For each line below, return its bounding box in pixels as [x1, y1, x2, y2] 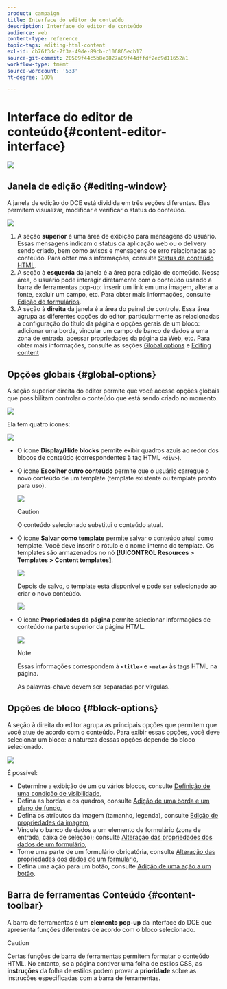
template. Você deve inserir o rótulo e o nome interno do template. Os [16, 541, 215, 549]
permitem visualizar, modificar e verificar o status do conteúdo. [7, 206, 187, 215]
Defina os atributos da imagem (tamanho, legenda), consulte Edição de [16, 811, 219, 819]
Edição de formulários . [16, 297, 82, 306]
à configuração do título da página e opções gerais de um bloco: [16, 319, 200, 328]
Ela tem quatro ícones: [7, 419, 71, 428]
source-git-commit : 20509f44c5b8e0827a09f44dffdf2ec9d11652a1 [7, 55, 189, 62]
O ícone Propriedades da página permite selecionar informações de [16, 615, 211, 624]
